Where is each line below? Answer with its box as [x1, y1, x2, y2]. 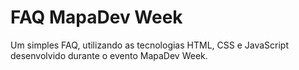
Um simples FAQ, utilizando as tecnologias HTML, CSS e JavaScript [10, 39, 289, 51]
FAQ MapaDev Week [10, 6, 183, 29]
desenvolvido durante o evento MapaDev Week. [10, 49, 208, 61]
